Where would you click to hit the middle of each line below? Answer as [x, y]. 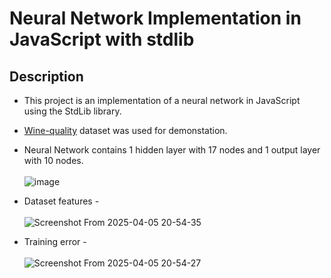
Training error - [55, 241]
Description [46, 76]
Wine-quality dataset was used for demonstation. [125, 130]
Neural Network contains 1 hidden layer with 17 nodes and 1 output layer [172, 150]
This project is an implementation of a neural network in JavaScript [162, 100]
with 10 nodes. [53, 160]
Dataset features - [61, 201]
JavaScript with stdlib [102, 39]
